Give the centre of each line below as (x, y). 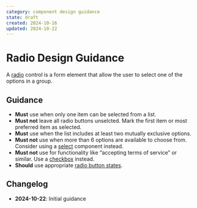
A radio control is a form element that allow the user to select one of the (95, 75)
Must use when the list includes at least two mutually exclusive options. (103, 133)
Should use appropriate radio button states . (69, 165)
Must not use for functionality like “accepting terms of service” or (96, 153)
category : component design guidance (53, 12)
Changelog (27, 184)
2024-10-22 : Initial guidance (50, 198)
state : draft (22, 17)
